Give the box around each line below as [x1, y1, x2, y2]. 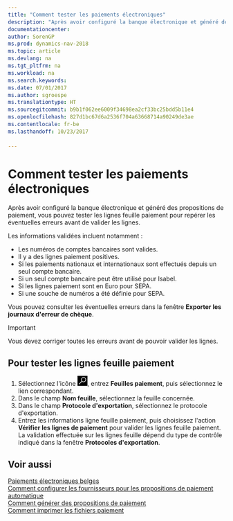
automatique [8, 492, 44, 500]
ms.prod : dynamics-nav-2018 [8, 40, 89, 48]
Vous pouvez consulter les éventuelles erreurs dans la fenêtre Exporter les [8, 303, 222, 311]
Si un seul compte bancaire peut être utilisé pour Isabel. [17, 274, 177, 283]
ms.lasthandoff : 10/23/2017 [8, 128, 89, 135]
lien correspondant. [17, 387, 74, 395]
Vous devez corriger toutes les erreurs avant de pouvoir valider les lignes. [8, 337, 218, 346]
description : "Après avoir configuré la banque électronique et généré [8, 18, 218, 26]
